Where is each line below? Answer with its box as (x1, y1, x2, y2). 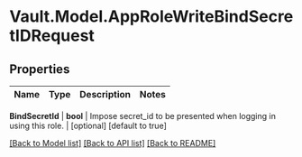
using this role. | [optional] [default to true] (9, 120, 167, 131)
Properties (9, 61, 70, 77)
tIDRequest (9, 25, 95, 46)
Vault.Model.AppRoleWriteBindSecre (9, 6, 294, 27)
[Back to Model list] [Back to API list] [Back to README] (9, 138, 216, 148)
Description (79, 88, 131, 100)
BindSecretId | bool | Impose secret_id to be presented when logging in (9, 111, 277, 121)
